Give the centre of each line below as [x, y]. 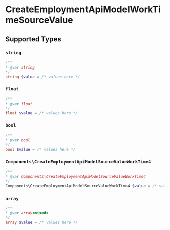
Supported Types [33, 39]
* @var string [20, 67]
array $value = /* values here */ [42, 222]
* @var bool [18, 140]
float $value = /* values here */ [42, 113]
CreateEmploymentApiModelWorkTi [83, 9]
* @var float [19, 104]
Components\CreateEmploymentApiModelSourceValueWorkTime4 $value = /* [81, 186]
